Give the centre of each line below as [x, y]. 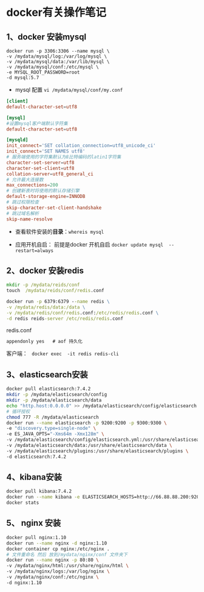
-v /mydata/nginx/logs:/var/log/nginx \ [58, 571]
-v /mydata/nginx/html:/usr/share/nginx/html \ [68, 566]
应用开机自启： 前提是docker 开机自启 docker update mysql [89, 244]
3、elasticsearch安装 [47, 374]
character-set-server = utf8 [40, 162]
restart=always [34, 250]
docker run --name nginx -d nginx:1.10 [57, 543]
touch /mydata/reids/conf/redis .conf [55, 291]
